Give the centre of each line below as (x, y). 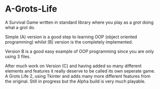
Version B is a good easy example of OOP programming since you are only (80, 51)
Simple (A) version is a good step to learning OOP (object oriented (71, 37)
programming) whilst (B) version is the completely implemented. (69, 42)
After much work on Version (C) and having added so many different (73, 66)
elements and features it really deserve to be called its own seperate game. (80, 71)
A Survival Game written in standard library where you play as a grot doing (79, 22)
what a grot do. (20, 27)
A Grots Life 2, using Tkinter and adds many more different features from (78, 76)
